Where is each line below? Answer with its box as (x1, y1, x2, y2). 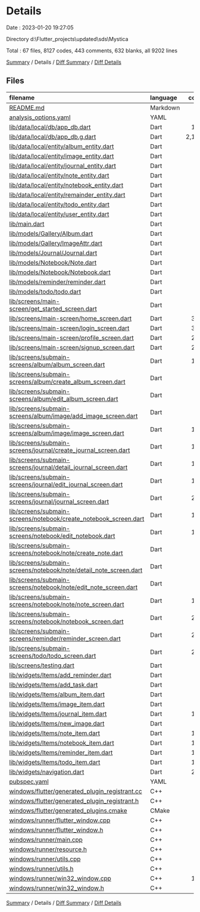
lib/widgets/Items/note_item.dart (9, 729, 100, 737)
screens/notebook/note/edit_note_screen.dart (9, 583, 138, 591)
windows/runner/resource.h (9, 845, 87, 853)
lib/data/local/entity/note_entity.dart (9, 171, 110, 179)
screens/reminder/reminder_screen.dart (9, 634, 121, 643)
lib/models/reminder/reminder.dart (9, 278, 106, 286)
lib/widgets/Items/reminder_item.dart (9, 748, 113, 757)
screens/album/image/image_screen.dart (9, 429, 124, 437)
